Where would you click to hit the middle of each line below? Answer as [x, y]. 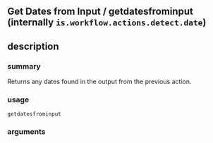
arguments [26, 132]
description [33, 46]
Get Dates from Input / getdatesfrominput [101, 12]
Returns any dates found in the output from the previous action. [99, 82]
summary [24, 66]
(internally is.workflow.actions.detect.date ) [107, 23]
